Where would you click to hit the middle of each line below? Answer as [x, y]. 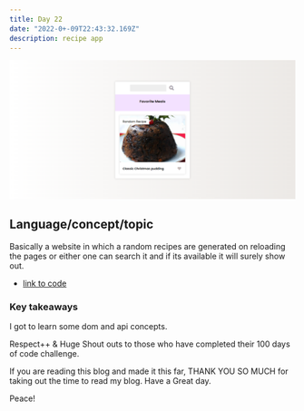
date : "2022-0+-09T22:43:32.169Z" [75, 29]
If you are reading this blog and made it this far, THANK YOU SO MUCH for [149, 371]
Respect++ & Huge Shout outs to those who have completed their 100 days [150, 344]
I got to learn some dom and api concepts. [88, 327]
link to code [44, 283]
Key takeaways [44, 307]
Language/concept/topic [82, 225]
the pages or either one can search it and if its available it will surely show [147, 256]
